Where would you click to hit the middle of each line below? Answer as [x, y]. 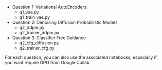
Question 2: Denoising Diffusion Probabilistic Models [65, 22]
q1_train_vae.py [35, 17]
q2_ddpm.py [32, 28]
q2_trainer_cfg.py [37, 48]
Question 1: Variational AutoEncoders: [50, 7]
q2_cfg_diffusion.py [39, 43]
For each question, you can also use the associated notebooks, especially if [81, 57]
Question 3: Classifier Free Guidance [49, 38]
